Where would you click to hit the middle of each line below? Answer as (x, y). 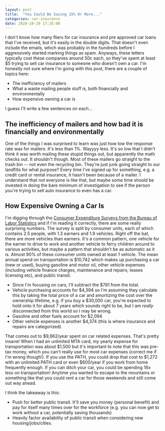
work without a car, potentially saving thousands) (62, 412)
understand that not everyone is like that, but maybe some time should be (80, 180)
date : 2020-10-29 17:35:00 (33, 23)
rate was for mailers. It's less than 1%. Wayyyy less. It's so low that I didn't (80, 149)
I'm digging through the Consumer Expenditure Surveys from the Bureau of (81, 218)
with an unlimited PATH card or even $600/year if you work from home (77, 362)
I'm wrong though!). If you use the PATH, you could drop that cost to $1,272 (82, 357)
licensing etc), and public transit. (38, 275)
